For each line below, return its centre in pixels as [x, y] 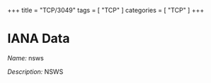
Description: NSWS [35, 71]
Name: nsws [25, 58]
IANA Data [39, 39]
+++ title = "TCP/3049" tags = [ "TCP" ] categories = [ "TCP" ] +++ [106, 10]
